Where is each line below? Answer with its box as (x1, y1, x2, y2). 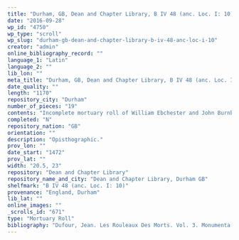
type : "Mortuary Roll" (7, 215, 75, 222)
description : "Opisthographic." (7, 136, 103, 143)
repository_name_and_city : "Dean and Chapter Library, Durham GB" (7, 175, 208, 182)
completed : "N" (7, 116, 53, 123)
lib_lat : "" (7, 195, 43, 202)
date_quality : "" (7, 83, 59, 90)
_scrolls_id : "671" (7, 209, 65, 216)
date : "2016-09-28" (7, 17, 65, 24)
